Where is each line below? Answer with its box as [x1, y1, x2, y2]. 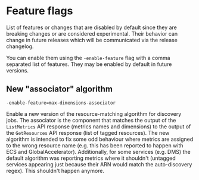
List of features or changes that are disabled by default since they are [6, 24, 178, 31]
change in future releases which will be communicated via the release [6, 36, 178, 43]
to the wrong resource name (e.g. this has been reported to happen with [6, 141, 184, 149]
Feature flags [6, 4, 73, 18]
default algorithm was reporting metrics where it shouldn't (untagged [6, 154, 176, 162]
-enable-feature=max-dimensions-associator [6, 100, 116, 106]
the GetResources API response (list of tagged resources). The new [6, 129, 170, 136]
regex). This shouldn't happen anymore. [6, 167, 105, 174]
